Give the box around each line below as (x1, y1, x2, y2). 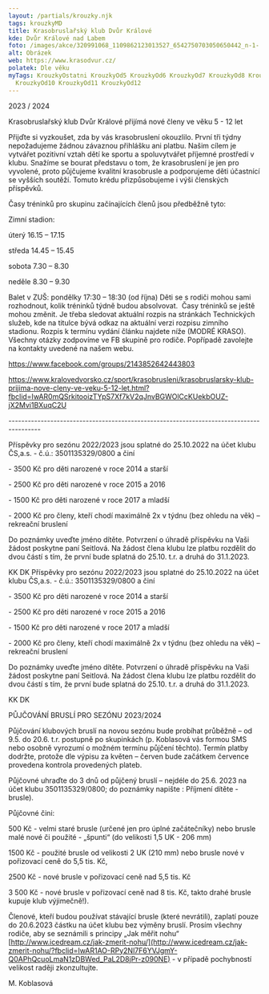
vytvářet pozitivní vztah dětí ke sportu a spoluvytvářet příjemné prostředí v (8, 149, 255, 159)
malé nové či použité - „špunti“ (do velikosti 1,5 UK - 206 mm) (8, 832, 212, 841)
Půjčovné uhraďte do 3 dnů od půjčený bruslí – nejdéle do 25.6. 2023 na (8, 776, 247, 785)
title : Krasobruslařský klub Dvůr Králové (8, 26, 152, 35)
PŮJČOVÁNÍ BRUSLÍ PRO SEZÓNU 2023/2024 (8, 710, 162, 719)
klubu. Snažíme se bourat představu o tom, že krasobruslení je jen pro (8, 157, 239, 167)
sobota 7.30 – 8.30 (8, 261, 70, 271)
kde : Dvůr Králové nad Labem (8, 34, 106, 43)
